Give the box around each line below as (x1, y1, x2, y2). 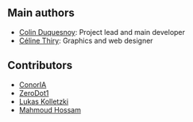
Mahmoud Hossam (18, 105, 81, 114)
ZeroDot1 (18, 88, 49, 97)
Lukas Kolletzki (18, 97, 69, 106)
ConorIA (18, 79, 47, 90)
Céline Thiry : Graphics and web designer (18, 36, 153, 45)
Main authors (7, 6, 75, 20)
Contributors (7, 59, 73, 72)
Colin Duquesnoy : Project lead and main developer (18, 27, 186, 36)
